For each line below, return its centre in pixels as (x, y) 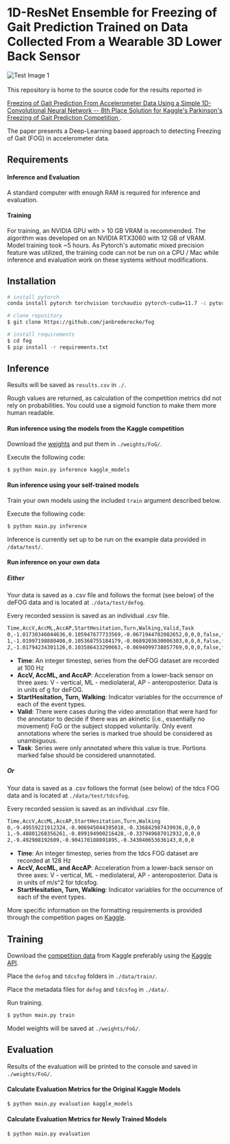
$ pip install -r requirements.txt (58, 347)
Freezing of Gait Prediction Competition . (64, 117)
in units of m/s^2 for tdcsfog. (57, 882)
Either (16, 577)
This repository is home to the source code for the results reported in (104, 90)
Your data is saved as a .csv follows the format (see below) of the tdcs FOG (114, 788)
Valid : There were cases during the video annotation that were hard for (117, 711)
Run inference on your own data (54, 562)
